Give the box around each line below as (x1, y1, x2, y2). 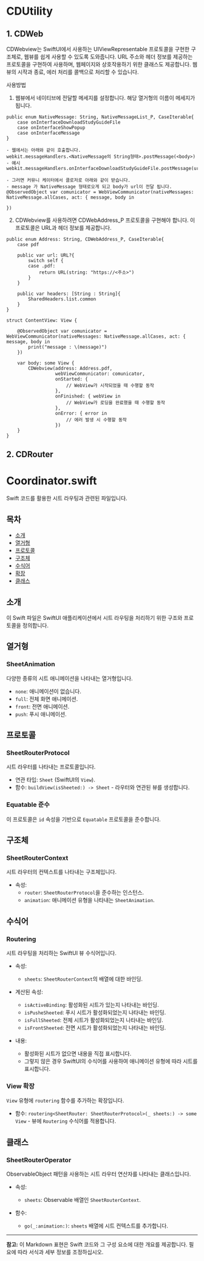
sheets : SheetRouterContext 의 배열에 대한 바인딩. (24, 975, 143, 982)
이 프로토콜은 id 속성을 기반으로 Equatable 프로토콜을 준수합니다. (6, 815, 161, 823)
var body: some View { (17, 360, 75, 366)
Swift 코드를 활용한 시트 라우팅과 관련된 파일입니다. (6, 495, 127, 502)
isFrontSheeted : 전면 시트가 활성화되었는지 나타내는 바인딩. (24, 1024, 166, 1031)
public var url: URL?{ (17, 252, 75, 258)
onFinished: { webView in (55, 393, 121, 399)
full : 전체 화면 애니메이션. (15, 695, 78, 702)
